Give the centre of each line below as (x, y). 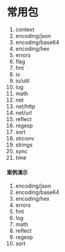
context (25, 29)
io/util (22, 80)
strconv (25, 138)
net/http (25, 106)
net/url (24, 113)
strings (24, 145)
